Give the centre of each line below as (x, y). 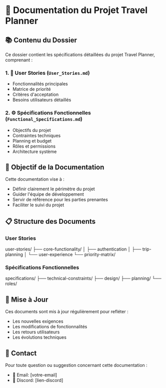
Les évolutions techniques (39, 337)
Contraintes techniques (36, 136)
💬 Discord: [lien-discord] (38, 380)
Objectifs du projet (31, 130)
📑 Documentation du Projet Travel (76, 10)
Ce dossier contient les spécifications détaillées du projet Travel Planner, (80, 54)
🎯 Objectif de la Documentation (55, 167)
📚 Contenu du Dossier (41, 40)
